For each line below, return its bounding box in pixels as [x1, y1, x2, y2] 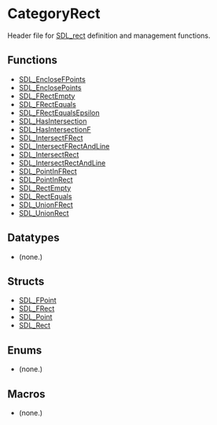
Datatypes [7, 231, 60, 245]
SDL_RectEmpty [18, 183, 72, 193]
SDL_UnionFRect [18, 200, 74, 209]
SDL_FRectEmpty [18, 91, 75, 101]
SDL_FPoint [18, 296, 57, 305]
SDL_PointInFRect [18, 166, 77, 176]
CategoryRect [7, 5, 101, 23]
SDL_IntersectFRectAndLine [18, 141, 110, 150]
